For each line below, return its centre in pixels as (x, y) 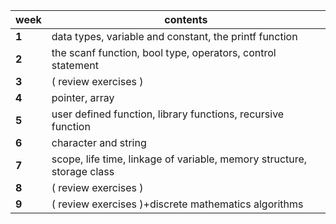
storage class (83, 171)
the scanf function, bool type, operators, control (164, 52)
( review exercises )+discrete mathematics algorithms (177, 204)
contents (186, 19)
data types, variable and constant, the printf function (174, 36)
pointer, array (83, 97)
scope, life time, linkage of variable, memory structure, (179, 159)
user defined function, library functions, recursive (168, 114)
